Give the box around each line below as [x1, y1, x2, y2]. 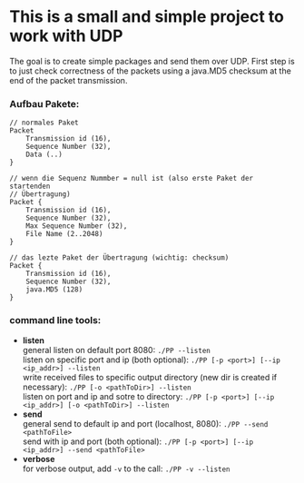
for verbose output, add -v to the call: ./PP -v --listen [22, 463, 230, 474]
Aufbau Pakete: [9, 97, 80, 110]
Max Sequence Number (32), [25, 222, 128, 231]
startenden [9, 182, 51, 192]
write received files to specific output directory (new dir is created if [22, 371, 278, 382]
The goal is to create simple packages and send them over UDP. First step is [9, 55, 295, 66]
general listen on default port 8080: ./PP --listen [22, 344, 211, 355]
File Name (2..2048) [25, 230, 103, 239]
